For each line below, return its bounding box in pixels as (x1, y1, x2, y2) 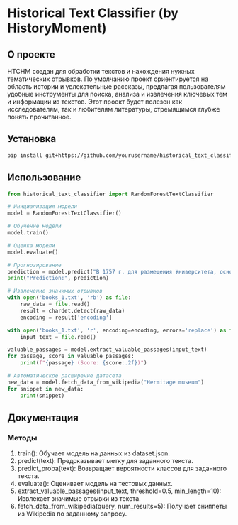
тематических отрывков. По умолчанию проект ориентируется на (7, 75, 209, 83)
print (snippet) (20, 392, 65, 399)
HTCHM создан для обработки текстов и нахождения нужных (7, 67, 195, 75)
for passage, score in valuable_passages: (7, 353, 135, 360)
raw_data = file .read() (20, 301, 91, 308)
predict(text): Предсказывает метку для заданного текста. (17, 457, 193, 465)
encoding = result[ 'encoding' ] (20, 314, 113, 321)
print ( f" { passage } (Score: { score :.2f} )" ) (20, 359, 147, 367)
